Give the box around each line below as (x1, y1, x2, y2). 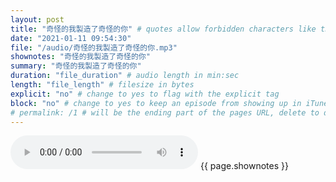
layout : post (10, 14, 65, 25)
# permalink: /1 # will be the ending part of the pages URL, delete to (10, 107, 320, 118)
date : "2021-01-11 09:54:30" (10, 33, 132, 43)
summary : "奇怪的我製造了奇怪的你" (10, 61, 142, 71)
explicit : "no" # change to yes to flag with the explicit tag (10, 89, 280, 99)
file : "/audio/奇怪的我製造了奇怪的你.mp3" (10, 42, 178, 53)
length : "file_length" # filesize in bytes (10, 80, 195, 90)
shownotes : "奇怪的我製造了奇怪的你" (10, 52, 151, 62)
